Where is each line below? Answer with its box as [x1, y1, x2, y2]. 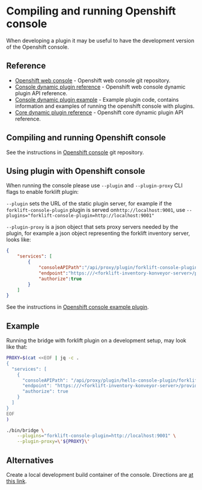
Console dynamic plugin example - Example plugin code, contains [14, 96, 179, 103]
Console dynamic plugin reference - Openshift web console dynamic [14, 83, 186, 90]
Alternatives [6, 455, 54, 465]
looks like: [6, 236, 31, 243]
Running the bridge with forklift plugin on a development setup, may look [6, 337, 186, 344]
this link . [6, 477, 27, 485]
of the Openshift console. [6, 43, 69, 51]
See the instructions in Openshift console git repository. [6, 149, 144, 156]
